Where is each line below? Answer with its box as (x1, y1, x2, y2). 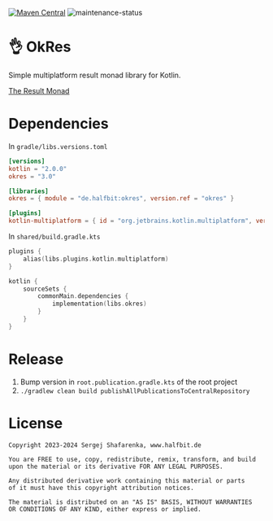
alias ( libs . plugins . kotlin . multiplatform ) (23, 255, 169, 263)
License (8, 414, 63, 432)
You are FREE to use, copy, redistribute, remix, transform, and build (8, 455, 256, 463)
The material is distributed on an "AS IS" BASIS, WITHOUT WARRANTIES (8, 497, 253, 506)
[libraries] (8, 187, 49, 195)
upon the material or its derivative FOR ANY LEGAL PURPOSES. (8, 462, 223, 471)
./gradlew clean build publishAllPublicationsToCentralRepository (19, 387, 250, 395)
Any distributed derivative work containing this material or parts (8, 476, 245, 484)
